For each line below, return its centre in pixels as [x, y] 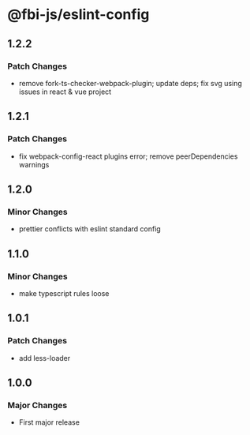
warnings [34, 164]
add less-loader [45, 358]
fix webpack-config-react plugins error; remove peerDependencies [128, 156]
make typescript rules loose [64, 293]
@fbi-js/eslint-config [78, 15]
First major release [49, 422]
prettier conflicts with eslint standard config [90, 229]
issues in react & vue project [65, 92]
